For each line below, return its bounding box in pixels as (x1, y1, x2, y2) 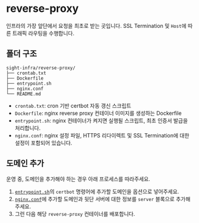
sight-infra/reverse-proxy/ (6, 65, 76, 71)
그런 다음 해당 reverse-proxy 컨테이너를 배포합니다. (14, 210, 135, 217)
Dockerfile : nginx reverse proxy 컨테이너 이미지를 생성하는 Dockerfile (14, 109, 182, 117)
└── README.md (6, 91, 42, 97)
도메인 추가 (6, 158, 45, 168)
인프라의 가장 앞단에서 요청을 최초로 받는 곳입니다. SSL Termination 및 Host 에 (6, 22, 187, 29)
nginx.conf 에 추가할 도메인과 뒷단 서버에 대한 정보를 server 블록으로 (14, 195, 175, 202)
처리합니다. (14, 124, 41, 131)
